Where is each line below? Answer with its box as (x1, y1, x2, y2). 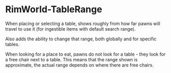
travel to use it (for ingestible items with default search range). (5, 26, 136, 32)
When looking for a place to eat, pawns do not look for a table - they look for (5, 51, 166, 57)
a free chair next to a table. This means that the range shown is (5, 56, 138, 62)
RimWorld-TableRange (5, 4, 103, 15)
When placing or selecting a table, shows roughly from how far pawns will (5, 20, 160, 27)
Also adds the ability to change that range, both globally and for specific (5, 36, 157, 42)
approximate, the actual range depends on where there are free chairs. (5, 62, 154, 68)
